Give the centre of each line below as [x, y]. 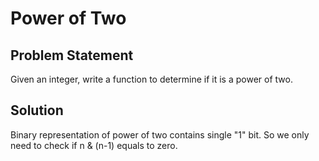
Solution [37, 110]
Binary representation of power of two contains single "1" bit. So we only [160, 134]
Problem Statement [72, 55]
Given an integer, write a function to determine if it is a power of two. [151, 79]
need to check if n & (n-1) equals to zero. [94, 145]
